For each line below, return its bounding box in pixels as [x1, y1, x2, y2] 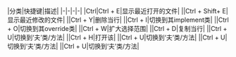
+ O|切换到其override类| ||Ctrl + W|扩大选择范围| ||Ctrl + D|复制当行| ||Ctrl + [7, 25, 228, 32]
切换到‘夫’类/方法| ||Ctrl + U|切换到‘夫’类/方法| [7, 42, 139, 50]
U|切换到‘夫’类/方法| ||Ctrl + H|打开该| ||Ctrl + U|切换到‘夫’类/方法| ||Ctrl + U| [7, 33, 228, 42]
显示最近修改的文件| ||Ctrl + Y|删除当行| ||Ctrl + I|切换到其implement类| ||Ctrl [7, 15, 229, 24]
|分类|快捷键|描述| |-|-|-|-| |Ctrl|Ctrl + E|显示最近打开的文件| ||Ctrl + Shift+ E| [7, 7, 229, 15]
